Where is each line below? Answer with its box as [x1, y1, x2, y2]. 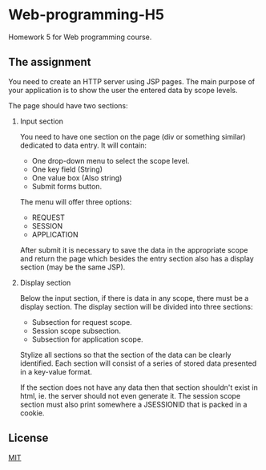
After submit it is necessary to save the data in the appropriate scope [19, 245, 248, 254]
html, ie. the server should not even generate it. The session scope [19, 391, 241, 400]
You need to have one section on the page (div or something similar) [19, 132, 246, 141]
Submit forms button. [31, 181, 103, 191]
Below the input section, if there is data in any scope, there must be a [19, 293, 249, 302]
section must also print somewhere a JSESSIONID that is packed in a [19, 399, 248, 409]
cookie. [19, 407, 45, 418]
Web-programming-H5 [8, 6, 164, 24]
